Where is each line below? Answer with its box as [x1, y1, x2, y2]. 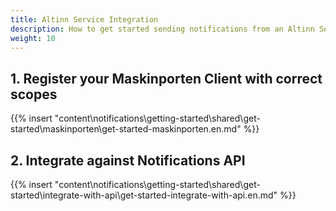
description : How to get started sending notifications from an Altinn [10, 24, 315, 34]
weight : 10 [10, 33, 56, 43]
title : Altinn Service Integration [10, 14, 159, 25]
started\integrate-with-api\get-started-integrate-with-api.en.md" [10, 189, 278, 201]
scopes [10, 86, 58, 103]
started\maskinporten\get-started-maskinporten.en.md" [10, 123, 242, 135]
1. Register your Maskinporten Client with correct [10, 70, 323, 87]
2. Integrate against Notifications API [10, 152, 246, 169]
